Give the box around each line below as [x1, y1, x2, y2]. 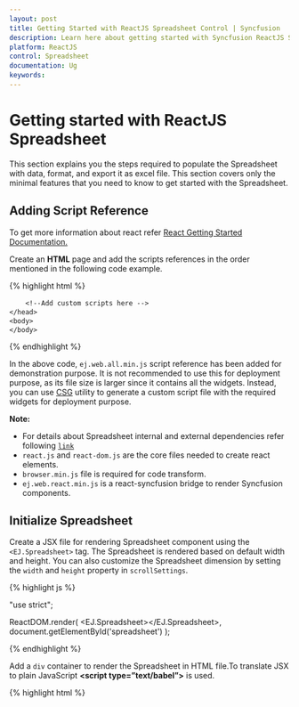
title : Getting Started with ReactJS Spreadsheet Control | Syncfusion [9, 23, 280, 33]
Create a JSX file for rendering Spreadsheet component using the [9, 537, 250, 548]
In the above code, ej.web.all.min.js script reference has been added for [9, 358, 282, 369]
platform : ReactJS [9, 43, 77, 52]
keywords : [9, 71, 46, 80]
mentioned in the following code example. [9, 263, 163, 273]
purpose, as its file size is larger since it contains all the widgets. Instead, [9, 377, 277, 387]
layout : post [9, 14, 58, 23]
